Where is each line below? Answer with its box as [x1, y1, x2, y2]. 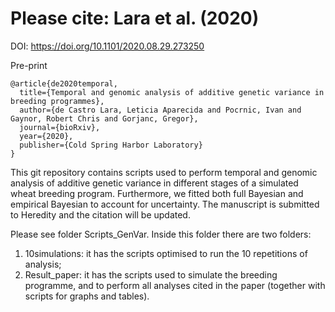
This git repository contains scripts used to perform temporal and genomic [10, 166, 318, 178]
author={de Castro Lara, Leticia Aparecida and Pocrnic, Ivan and [19, 105, 302, 115]
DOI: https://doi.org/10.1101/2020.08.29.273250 [10, 40, 205, 52]
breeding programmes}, [10, 96, 105, 106]
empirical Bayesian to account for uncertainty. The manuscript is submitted [10, 198, 320, 210]
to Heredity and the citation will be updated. [10, 208, 191, 221]
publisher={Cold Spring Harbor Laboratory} [19, 140, 203, 150]
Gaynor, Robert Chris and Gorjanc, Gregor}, [10, 113, 199, 124]
